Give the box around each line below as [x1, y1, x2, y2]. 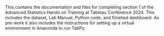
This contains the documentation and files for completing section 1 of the [5, 4, 154, 10]
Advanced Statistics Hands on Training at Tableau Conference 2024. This [5, 9, 155, 15]
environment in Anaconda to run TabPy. [5, 25, 86, 31]
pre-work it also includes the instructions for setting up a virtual [5, 20, 135, 26]
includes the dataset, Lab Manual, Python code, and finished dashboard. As [5, 15, 160, 20]
